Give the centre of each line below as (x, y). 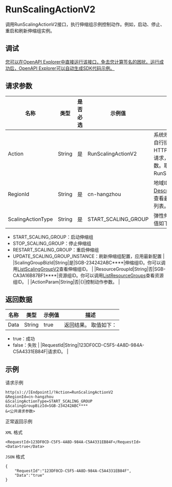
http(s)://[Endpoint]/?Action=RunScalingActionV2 (59, 393)
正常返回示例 (19, 421)
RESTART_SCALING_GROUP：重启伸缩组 (56, 249)
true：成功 (24, 339)
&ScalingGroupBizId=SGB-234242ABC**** (47, 406)
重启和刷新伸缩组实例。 (30, 31)
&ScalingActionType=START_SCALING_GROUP (49, 401)
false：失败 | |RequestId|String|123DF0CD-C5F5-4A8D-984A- (78, 345)
